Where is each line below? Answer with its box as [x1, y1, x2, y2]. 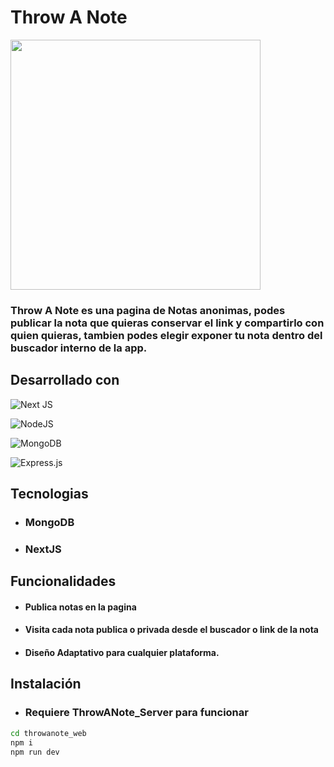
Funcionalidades [10, 573, 117, 590]
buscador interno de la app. [10, 341, 148, 355]
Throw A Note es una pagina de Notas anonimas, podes [10, 303, 286, 317]
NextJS [24, 542, 62, 556]
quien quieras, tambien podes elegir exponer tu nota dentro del [10, 328, 323, 342]
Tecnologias [10, 486, 89, 503]
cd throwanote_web [10, 728, 87, 738]
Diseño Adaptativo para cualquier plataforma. [24, 647, 220, 659]
